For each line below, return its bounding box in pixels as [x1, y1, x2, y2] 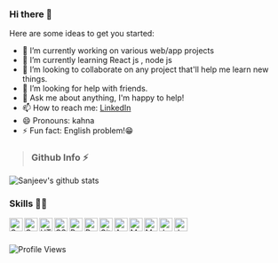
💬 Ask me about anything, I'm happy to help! [21, 92, 185, 103]
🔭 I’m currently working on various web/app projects [21, 45, 215, 56]
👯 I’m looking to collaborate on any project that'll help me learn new [21, 64, 269, 75]
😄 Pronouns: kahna [21, 116, 95, 126]
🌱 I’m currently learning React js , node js [21, 55, 173, 66]
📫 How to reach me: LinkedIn [21, 102, 131, 114]
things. [21, 74, 48, 84]
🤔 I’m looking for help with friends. [21, 84, 148, 94]
